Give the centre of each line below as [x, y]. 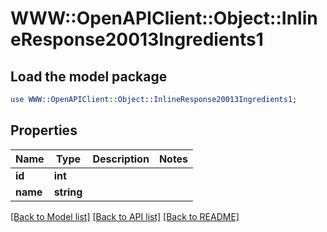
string [68, 192]
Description [121, 159]
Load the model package [89, 76]
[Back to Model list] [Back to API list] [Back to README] [125, 216]
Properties [44, 130]
